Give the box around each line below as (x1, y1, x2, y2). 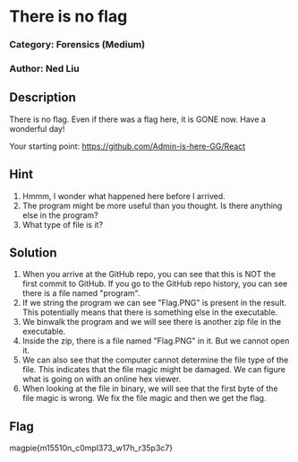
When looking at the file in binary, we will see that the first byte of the (21, 383, 279, 394)
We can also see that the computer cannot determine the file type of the (21, 354, 289, 365)
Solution (9, 245, 57, 261)
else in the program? (21, 209, 98, 221)
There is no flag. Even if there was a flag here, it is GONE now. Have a (9, 114, 267, 125)
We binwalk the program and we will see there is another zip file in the (21, 317, 282, 327)
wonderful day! (9, 123, 65, 134)
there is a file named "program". (21, 288, 140, 299)
